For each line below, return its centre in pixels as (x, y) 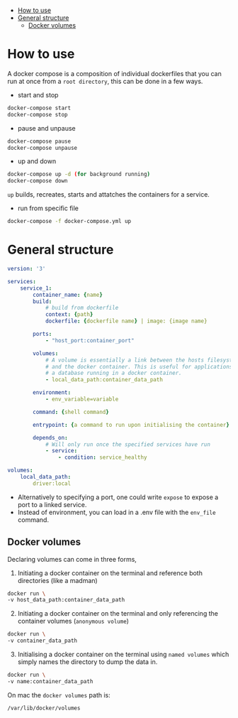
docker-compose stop (38, 114)
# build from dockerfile (82, 308)
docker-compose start (39, 108)
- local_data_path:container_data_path (104, 380)
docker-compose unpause (42, 148)
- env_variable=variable (82, 399)
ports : (42, 334)
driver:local (52, 483)
